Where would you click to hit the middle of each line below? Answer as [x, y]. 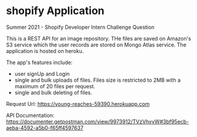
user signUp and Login [42, 73]
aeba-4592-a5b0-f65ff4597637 [45, 128]
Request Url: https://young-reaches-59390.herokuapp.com [78, 103]
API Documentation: [30, 115]
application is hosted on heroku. [45, 51]
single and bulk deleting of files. [53, 92]
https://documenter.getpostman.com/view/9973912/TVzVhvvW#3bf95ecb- [98, 121]
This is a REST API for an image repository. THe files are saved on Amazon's [98, 38]
